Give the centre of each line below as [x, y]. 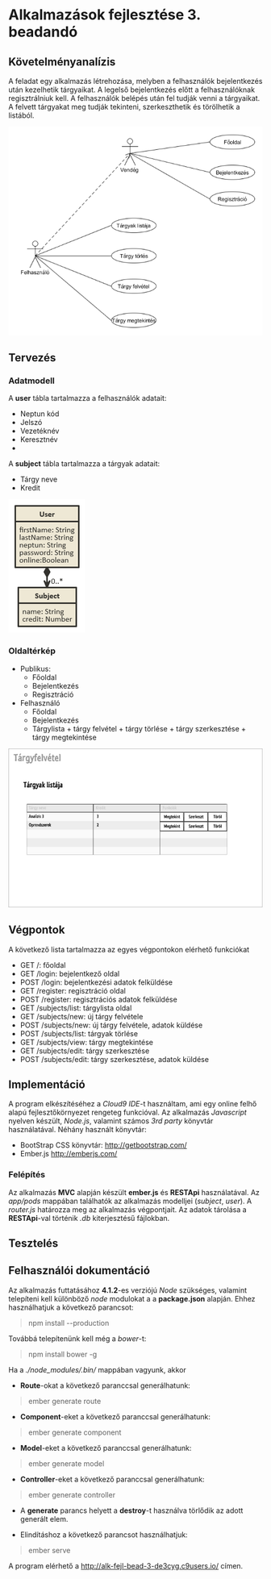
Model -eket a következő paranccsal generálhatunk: [106, 1448]
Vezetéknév [40, 431]
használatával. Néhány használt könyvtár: [77, 1130]
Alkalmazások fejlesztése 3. [104, 15]
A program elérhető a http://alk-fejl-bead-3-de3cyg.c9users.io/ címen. [126, 1565]
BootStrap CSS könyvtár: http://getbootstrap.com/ [103, 1145]
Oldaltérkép [32, 651]
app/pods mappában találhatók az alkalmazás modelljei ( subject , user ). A [130, 1201]
